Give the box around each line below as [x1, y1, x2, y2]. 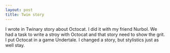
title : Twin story [5, 12, 44, 17]
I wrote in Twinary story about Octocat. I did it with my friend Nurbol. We [5, 26, 157, 32]
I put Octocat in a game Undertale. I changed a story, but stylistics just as [5, 36, 159, 43]
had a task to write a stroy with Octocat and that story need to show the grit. [5, 31, 165, 37]
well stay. [5, 42, 25, 48]
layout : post [5, 7, 33, 13]
